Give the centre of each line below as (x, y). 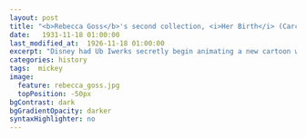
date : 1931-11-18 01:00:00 (65, 34)
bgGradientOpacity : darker (61, 111)
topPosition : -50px (55, 94)
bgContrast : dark (42, 102)
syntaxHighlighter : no (52, 119)
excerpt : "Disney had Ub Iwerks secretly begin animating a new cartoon (150, 52)
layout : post (34, 18)
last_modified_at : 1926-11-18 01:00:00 (87, 43)
